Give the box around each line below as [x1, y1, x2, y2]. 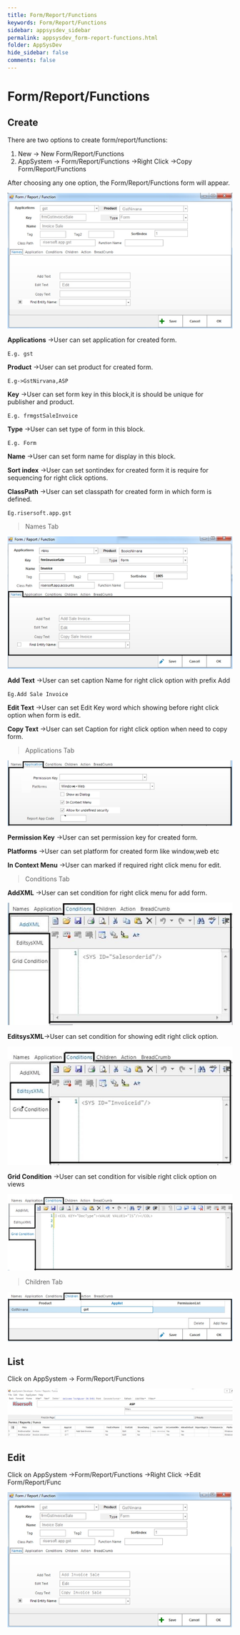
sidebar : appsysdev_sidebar [7, 26, 91, 34]
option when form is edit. [7, 711, 81, 720]
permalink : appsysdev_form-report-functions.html [7, 34, 159, 41]
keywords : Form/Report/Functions [7, 19, 107, 26]
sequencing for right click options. [7, 473, 109, 482]
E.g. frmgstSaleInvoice [7, 413, 79, 420]
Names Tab [24, 522, 59, 531]
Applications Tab [24, 746, 75, 755]
